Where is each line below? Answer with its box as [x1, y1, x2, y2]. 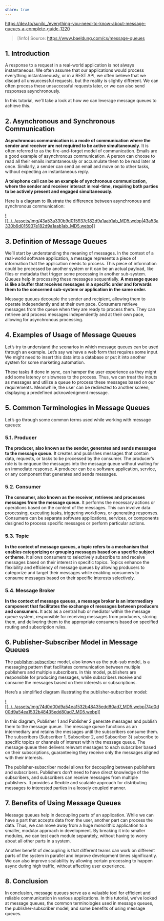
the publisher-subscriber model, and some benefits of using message [5, 905, 145, 911]
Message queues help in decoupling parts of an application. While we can [5, 812, 154, 818]
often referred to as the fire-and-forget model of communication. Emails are [5, 148, 158, 154]
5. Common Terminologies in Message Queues [5, 404, 150, 412]
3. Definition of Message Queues [5, 237, 107, 246]
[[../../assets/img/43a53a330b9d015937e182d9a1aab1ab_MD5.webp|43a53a [5, 218, 159, 224]
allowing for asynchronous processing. [5, 317, 83, 323]
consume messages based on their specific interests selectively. [5, 575, 135, 581]
